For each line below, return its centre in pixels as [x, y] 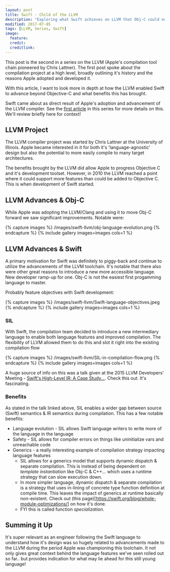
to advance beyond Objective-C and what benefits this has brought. [76, 93]
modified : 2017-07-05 [28, 24]
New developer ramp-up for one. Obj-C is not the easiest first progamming [83, 277]
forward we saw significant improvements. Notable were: [65, 218]
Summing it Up [29, 525]
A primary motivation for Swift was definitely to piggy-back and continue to [83, 261]
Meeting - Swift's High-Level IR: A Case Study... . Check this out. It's [76, 378]
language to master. [26, 283]
